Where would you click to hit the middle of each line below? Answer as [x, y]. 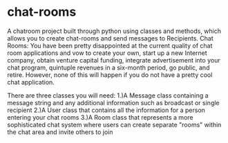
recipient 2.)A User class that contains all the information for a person [106, 110]
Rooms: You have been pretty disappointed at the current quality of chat [110, 45]
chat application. [31, 82]
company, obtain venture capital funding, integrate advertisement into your [114, 60]
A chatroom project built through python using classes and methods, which [114, 31]
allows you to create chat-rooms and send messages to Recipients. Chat [110, 38]
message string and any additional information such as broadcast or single [113, 102]
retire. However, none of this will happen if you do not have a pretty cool [110, 75]
